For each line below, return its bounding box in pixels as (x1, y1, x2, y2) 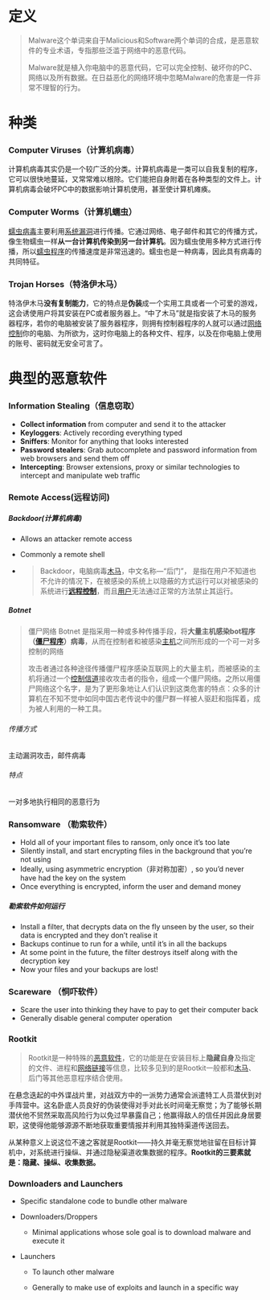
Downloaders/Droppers (19, 1212, 98, 1221)
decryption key (19, 956, 71, 966)
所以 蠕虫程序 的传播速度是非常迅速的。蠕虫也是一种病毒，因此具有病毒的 (22, 246, 262, 256)
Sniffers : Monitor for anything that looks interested (19, 436, 189, 446)
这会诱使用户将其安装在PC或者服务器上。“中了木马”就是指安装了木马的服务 (8, 309, 257, 318)
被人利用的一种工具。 (35, 704, 106, 714)
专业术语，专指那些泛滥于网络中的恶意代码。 (42, 45, 190, 55)
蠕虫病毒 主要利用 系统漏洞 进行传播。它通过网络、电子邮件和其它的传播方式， (8, 226, 262, 236)
